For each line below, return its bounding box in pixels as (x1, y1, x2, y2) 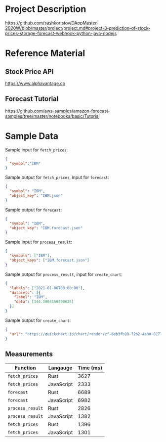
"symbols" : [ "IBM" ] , (9, 253, 52, 258)
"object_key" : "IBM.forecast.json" (9, 225, 83, 230)
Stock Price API (5, 67, 54, 76)
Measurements (5, 350, 53, 358)
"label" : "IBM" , (14, 295, 48, 300)
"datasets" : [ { (9, 290, 41, 295)
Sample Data (5, 130, 58, 141)
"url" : (9, 331, 23, 337)
